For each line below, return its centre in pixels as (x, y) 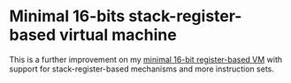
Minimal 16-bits (67, 16)
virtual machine (118, 35)
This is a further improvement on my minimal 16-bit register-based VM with (146, 59)
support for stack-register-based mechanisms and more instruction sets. (142, 69)
